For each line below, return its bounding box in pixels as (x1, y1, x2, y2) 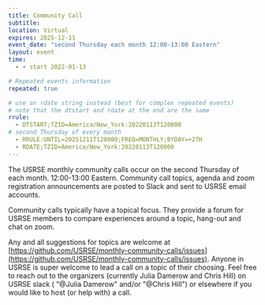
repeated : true (8, 85, 58, 92)
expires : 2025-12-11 (8, 33, 77, 42)
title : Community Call (8, 11, 83, 20)
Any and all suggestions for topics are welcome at (8, 237, 171, 247)
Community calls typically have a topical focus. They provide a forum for (8, 205, 244, 214)
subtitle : (8, 19, 41, 27)
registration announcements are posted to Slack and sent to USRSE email (8, 181, 247, 190)
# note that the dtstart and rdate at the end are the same (8, 106, 211, 115)
